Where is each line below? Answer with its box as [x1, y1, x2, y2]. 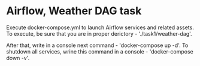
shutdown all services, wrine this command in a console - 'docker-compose [6, 48, 193, 55]
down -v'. [6, 54, 30, 61]
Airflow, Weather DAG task [6, 4, 142, 18]
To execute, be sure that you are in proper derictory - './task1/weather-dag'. [6, 30, 193, 37]
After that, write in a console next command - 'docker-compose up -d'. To [6, 42, 189, 49]
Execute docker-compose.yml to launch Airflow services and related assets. [6, 24, 195, 31]
